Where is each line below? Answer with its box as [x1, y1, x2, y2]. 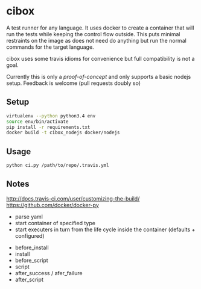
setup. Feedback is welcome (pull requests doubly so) [6, 79, 141, 87]
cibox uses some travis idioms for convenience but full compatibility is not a [6, 55, 195, 62]
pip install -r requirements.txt [6, 124, 91, 130]
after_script [14, 276, 43, 283]
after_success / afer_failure [14, 269, 83, 276]
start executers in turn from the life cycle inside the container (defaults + [14, 226, 196, 233]
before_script [14, 256, 48, 264]
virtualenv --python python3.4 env [6, 113, 96, 119]
